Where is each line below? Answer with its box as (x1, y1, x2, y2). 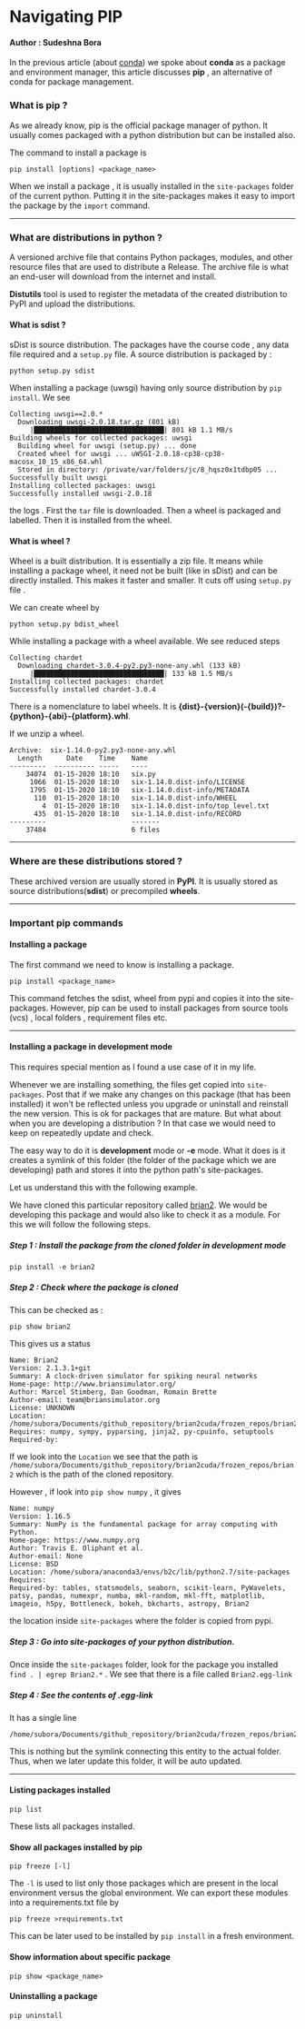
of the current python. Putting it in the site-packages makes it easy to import (9, 190, 295, 201)
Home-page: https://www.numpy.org (9, 1536, 141, 1545)
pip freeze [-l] (9, 1862, 71, 1871)
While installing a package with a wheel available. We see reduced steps (9, 636, 280, 647)
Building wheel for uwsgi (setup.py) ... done (17, 442, 197, 451)
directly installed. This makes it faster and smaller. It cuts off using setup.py (9, 575, 292, 586)
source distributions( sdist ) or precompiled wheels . (9, 885, 201, 896)
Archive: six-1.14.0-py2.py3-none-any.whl (9, 746, 177, 755)
